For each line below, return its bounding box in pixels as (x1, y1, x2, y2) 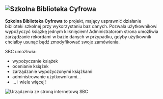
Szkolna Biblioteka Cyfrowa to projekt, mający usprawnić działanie (5, 18, 141, 24)
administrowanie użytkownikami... (12, 73, 81, 79)
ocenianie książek (12, 63, 49, 69)
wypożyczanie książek (12, 58, 58, 64)
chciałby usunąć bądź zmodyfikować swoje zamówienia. (5, 39, 120, 45)
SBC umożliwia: (5, 48, 37, 54)
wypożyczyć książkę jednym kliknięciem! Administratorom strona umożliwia (5, 28, 159, 34)
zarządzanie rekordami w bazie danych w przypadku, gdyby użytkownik (5, 33, 152, 39)
